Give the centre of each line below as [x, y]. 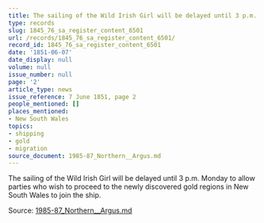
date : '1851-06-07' [40, 52]
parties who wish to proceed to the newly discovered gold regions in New [128, 186]
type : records [32, 23]
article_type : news [40, 89]
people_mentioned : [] [44, 104]
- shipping [26, 133]
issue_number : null [40, 75]
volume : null [30, 67]
